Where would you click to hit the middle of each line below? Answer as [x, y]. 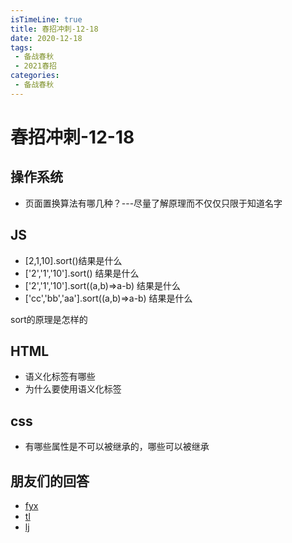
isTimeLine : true [46, 19]
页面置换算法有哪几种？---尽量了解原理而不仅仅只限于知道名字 [153, 203]
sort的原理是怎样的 [49, 319]
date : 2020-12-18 [46, 38]
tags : [21, 47]
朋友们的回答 [50, 481]
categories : [35, 76]
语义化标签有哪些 [60, 377]
